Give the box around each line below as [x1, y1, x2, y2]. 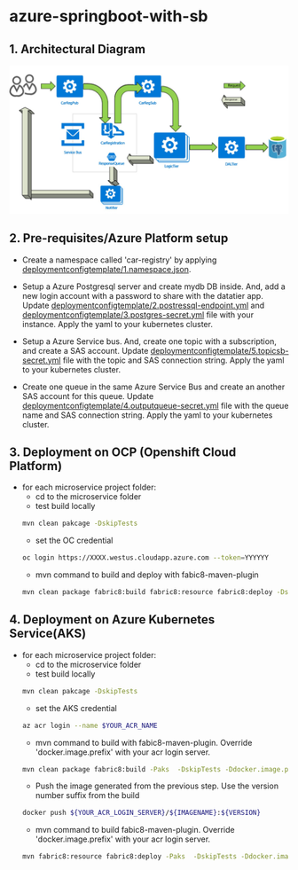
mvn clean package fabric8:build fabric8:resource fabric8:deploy [21, 588, 273, 597]
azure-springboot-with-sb [9, 6, 208, 27]
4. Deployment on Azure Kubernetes [9, 612, 216, 627]
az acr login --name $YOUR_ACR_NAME [21, 721, 158, 730]
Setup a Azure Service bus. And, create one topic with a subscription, [21, 335, 277, 347]
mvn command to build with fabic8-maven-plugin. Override [35, 737, 253, 748]
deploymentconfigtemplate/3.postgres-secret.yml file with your [21, 309, 255, 320]
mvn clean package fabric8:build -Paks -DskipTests [21, 764, 222, 773]
